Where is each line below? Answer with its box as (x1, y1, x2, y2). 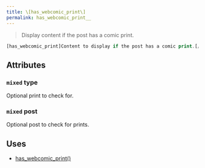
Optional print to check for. (6, 92, 74, 99)
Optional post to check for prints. (6, 121, 90, 128)
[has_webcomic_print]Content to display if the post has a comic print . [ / (6, 43, 201, 49)
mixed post (6, 107, 38, 116)
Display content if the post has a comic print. (21, 31, 134, 38)
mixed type (6, 78, 38, 86)
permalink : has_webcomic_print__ (6, 15, 92, 21)
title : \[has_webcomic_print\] (6, 9, 86, 15)
